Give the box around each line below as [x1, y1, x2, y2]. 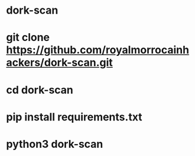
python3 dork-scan [6, 137, 103, 151]
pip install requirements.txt [6, 110, 143, 123]
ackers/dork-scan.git [6, 56, 113, 69]
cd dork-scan [6, 83, 74, 97]
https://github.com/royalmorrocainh [6, 43, 190, 57]
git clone [6, 31, 50, 44]
